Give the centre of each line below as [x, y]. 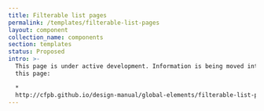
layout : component [38, 30]
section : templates [40, 45]
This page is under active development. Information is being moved [130, 66]
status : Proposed [37, 52]
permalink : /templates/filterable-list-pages [84, 23]
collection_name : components [56, 37]
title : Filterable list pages [58, 15]
